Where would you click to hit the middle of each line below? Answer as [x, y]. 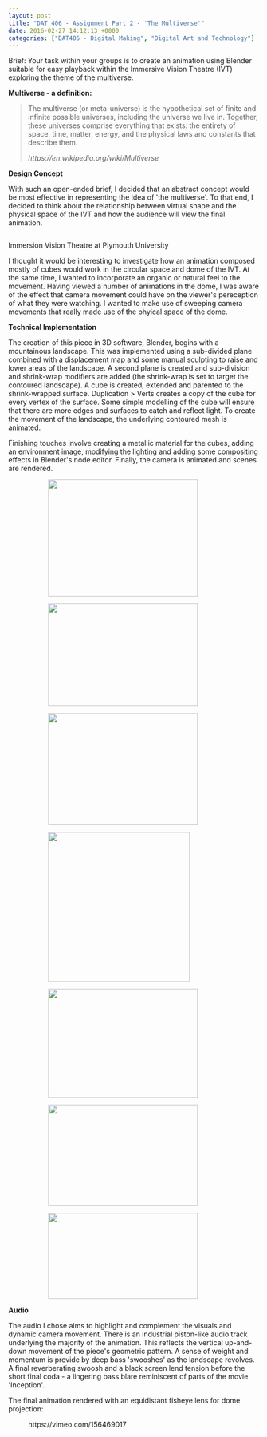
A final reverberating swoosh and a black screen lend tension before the [127, 1368]
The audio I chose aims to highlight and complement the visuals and [120, 1326]
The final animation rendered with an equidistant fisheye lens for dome [124, 1401]
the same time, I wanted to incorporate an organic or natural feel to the [124, 278]
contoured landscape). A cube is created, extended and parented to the [126, 385]
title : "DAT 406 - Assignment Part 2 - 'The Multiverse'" [106, 23]
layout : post [30, 16]
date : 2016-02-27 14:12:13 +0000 [64, 30]
